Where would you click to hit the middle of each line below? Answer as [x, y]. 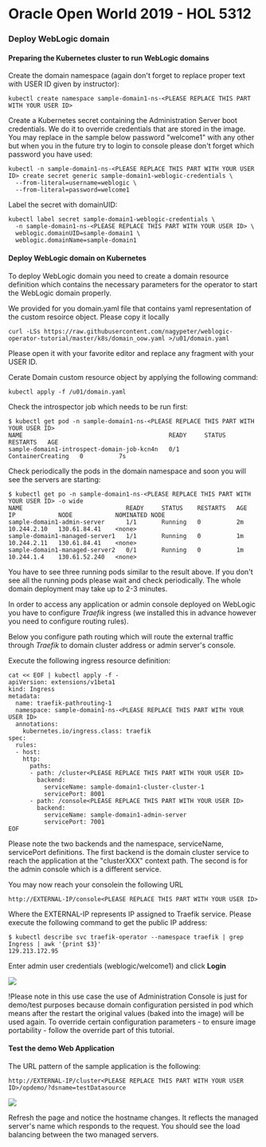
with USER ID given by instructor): [64, 84]
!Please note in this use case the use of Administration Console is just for [128, 996]
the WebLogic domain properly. [60, 293]
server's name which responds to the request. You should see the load [124, 1125]
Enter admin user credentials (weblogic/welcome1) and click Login [117, 966]
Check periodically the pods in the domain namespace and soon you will [127, 471]
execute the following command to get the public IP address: [108, 922]
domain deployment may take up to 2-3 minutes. [88, 588]
